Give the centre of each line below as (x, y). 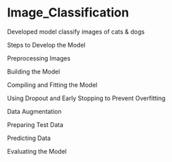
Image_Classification (68, 13)
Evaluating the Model (37, 151)
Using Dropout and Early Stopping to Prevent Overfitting (86, 98)
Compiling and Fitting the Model (52, 84)
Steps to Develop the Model (46, 45)
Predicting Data (29, 138)
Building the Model (34, 71)
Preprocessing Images (39, 58)
